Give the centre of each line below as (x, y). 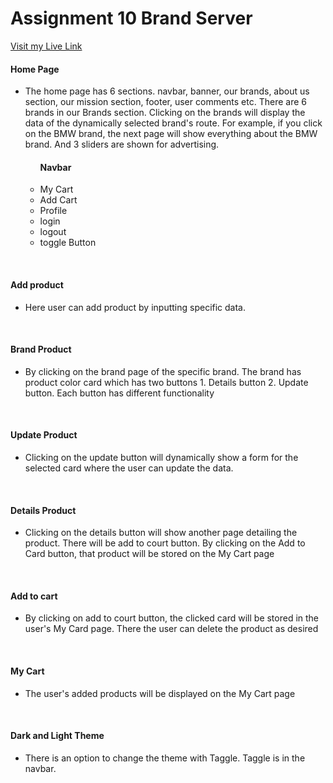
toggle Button (68, 243)
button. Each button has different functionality (119, 393)
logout (53, 232)
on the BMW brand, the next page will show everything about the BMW (171, 134)
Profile (53, 211)
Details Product (43, 510)
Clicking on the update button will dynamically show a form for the (161, 457)
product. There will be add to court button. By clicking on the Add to (165, 543)
